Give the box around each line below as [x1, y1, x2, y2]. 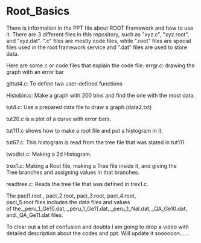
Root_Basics [6, 4, 70, 18]
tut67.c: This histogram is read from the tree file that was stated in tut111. [6, 138, 186, 146]
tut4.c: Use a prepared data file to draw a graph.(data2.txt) [6, 103, 152, 110]
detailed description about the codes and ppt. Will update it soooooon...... [6, 229, 190, 237]
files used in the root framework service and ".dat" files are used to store [6, 44, 187, 51]
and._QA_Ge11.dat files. [6, 211, 63, 219]
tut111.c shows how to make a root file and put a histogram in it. [6, 127, 163, 134]
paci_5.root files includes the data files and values [6, 198, 130, 205]
